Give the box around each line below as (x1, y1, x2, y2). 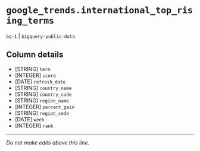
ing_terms (6, 15, 55, 27)
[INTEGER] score (14, 72, 57, 79)
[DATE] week (14, 115, 45, 123)
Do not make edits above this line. (6, 139, 90, 146)
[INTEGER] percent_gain (14, 103, 75, 110)
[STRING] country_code (14, 91, 72, 98)
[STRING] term (14, 65, 51, 72)
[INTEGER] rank (14, 122, 54, 129)
